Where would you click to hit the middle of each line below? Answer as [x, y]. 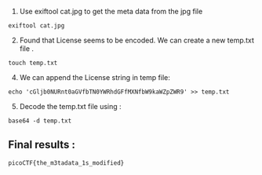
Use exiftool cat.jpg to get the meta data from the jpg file [111, 11]
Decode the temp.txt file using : [70, 106]
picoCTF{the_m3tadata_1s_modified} [66, 163]
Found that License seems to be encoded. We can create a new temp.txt [137, 40]
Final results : [42, 145]
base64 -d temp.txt [40, 121]
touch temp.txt [33, 63]
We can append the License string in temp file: [95, 77]
